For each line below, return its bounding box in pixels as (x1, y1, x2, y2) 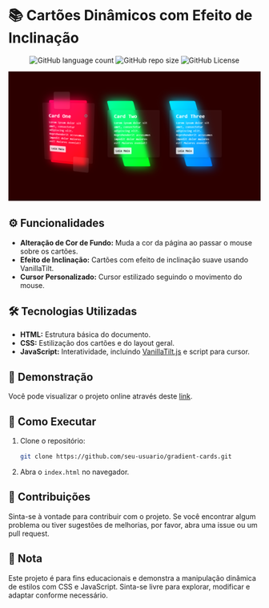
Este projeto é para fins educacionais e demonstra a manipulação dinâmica (8, 573, 256, 582)
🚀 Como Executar (8, 415, 97, 428)
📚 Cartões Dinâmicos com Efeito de (8, 6, 253, 25)
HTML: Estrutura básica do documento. (19, 330, 151, 339)
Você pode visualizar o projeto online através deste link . (8, 391, 193, 401)
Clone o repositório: (19, 436, 86, 446)
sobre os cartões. (19, 246, 78, 256)
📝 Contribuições (8, 490, 90, 504)
